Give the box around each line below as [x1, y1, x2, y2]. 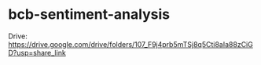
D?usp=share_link [8, 48, 67, 57]
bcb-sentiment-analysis [8, 5, 171, 23]
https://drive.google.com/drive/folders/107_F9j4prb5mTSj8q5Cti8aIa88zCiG [8, 39, 253, 49]
